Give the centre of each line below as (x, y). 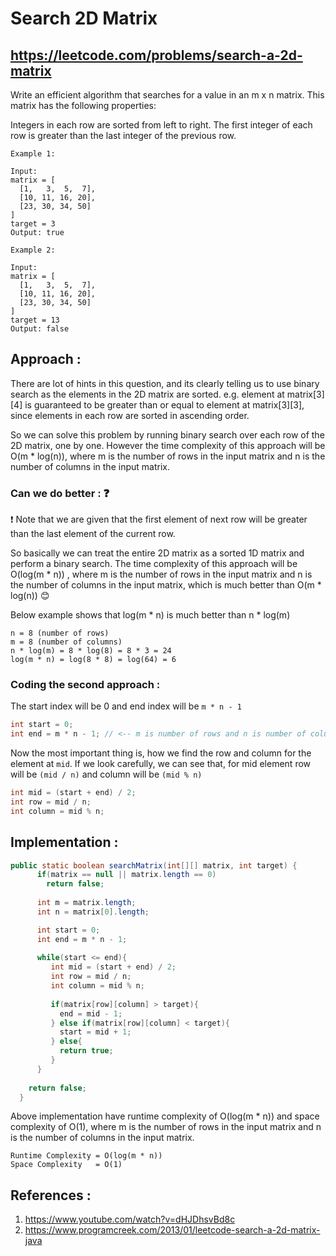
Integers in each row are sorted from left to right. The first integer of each (161, 125)
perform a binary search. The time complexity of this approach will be (154, 564)
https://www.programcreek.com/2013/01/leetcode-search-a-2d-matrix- (172, 1230)
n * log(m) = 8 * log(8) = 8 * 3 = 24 (91, 651)
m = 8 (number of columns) (66, 642)
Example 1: (33, 154)
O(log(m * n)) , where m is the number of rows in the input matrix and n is (161, 574)
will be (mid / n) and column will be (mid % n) (106, 774)
